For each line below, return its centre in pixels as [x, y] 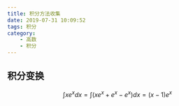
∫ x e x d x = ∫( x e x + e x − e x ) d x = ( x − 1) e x [117, 93]
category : [22, 33]
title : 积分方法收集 [34, 14]
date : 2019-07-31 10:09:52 [46, 20]
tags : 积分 [22, 26]
